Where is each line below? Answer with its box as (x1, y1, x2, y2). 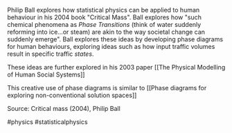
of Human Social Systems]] (7, 70, 85, 79)
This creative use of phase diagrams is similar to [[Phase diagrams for (7, 84, 207, 92)
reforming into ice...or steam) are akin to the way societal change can (7, 28, 206, 36)
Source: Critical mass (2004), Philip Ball (7, 105, 121, 112)
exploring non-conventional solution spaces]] (7, 91, 137, 99)
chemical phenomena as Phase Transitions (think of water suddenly (7, 21, 202, 28)
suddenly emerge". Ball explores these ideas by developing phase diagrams (7, 35, 224, 43)
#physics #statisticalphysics (7, 118, 88, 126)
